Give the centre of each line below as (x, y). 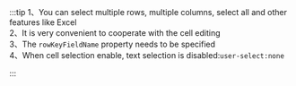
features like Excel (43, 22)
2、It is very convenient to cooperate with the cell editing (115, 33)
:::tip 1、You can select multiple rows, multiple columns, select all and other (148, 12)
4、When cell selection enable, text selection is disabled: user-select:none (147, 55)
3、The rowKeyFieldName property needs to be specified (113, 44)
